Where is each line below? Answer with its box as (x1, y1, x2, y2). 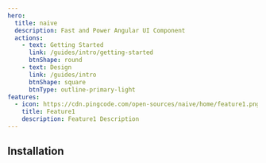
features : (7, 93, 40, 101)
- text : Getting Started (21, 41, 104, 49)
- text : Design (21, 64, 72, 72)
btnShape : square (28, 78, 87, 86)
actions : (14, 33, 44, 42)
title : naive (14, 19, 58, 27)
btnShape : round (28, 56, 83, 64)
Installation (7, 145, 64, 158)
